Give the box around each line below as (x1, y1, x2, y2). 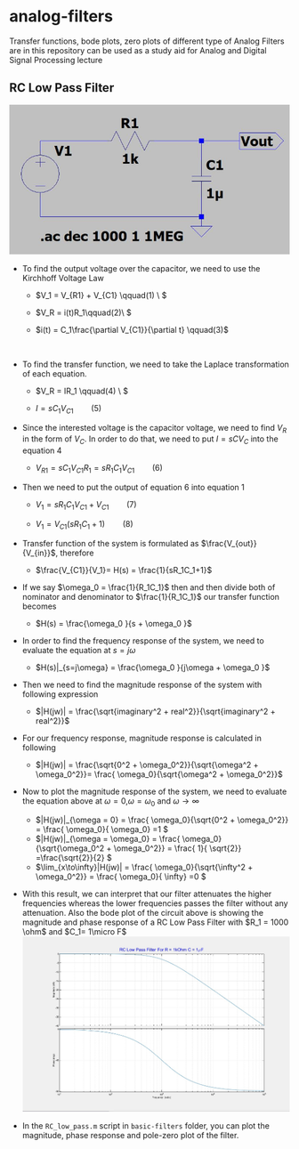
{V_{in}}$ (21, 547, 56, 558)
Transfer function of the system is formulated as (21, 538, 199, 548)
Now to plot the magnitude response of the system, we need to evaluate (21, 786, 287, 797)
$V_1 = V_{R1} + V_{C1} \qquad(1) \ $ (35, 289, 167, 300)
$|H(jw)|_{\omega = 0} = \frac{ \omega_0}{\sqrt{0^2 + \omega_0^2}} (35, 814, 289, 825)
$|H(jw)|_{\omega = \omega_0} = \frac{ (35, 834, 181, 845)
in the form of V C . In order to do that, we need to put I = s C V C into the (21, 433, 279, 447)
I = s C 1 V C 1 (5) (35, 402, 102, 416)
